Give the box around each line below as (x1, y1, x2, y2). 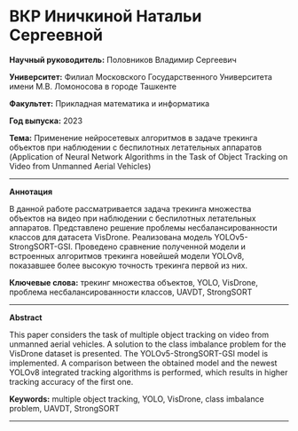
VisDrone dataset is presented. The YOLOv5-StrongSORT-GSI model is (9, 348, 269, 358)
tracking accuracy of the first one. (9, 376, 134, 387)
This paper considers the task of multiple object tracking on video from (9, 329, 269, 340)
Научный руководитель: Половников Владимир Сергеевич (9, 54, 237, 65)
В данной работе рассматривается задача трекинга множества (9, 203, 252, 214)
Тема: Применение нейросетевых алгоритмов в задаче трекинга (9, 132, 258, 143)
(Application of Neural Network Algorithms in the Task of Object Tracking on (9, 151, 288, 161)
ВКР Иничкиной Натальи (9, 6, 202, 27)
